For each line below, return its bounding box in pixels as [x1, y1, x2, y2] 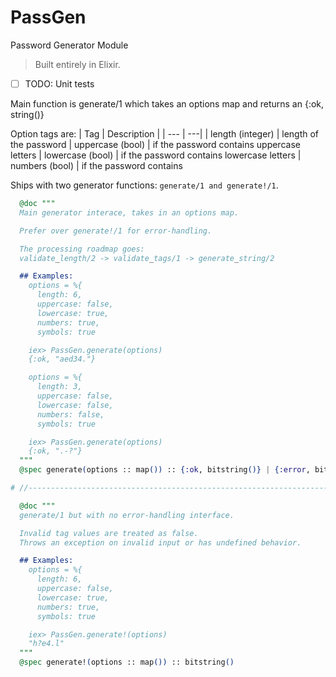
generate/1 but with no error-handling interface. [19, 510, 235, 520]
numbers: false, [36, 409, 105, 420]
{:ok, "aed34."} [28, 354, 97, 365]
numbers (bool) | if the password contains [10, 160, 183, 171]
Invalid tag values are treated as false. [19, 528, 199, 538]
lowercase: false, [36, 400, 114, 410]
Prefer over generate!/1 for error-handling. [19, 226, 213, 236]
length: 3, [36, 382, 83, 392]
